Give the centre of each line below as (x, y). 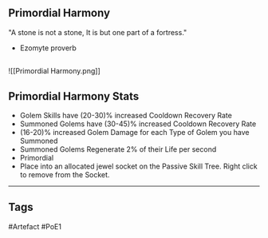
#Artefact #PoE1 (35, 226)
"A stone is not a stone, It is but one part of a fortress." (98, 32)
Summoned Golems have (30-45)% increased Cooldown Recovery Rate (138, 124)
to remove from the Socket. (65, 175)
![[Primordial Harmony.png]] (55, 71)
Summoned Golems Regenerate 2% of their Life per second (118, 149)
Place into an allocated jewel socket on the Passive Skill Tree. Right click (138, 166)
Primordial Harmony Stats (74, 96)
